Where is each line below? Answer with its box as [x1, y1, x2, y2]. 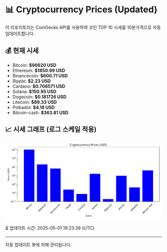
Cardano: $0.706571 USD [12, 83, 66, 89]
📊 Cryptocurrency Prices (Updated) [5, 4, 158, 15]
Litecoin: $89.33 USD [12, 99, 57, 105]
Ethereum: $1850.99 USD [12, 67, 66, 73]
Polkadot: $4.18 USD [12, 104, 55, 110]
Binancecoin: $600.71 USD [12, 72, 68, 78]
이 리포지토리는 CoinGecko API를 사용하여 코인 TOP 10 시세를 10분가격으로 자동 [5, 24, 161, 30]
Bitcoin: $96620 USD [12, 62, 57, 68]
